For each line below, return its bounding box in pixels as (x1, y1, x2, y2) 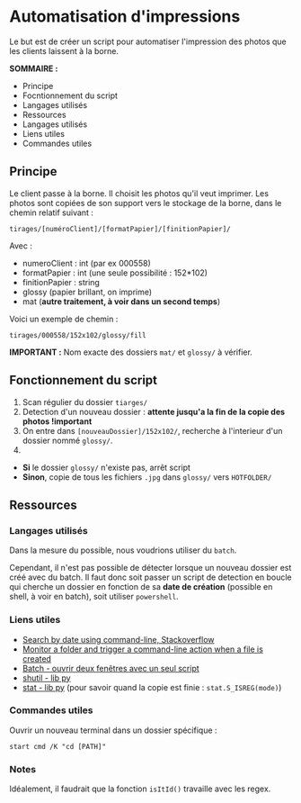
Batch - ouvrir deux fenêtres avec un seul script (22, 663, 199, 673)
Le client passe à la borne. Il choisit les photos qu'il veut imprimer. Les (9, 187, 270, 199)
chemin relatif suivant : (9, 207, 94, 218)
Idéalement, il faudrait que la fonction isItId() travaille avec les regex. (9, 783, 271, 794)
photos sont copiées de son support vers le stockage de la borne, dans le (9, 197, 282, 208)
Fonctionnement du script (9, 373, 158, 388)
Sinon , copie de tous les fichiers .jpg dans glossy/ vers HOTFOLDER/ (22, 471, 272, 483)
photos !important (22, 416, 93, 427)
